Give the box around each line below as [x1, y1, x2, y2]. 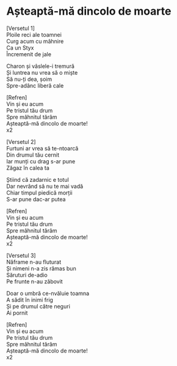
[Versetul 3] [6, 252, 36, 259]
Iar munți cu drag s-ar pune [6, 157, 76, 165]
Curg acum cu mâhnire [6, 37, 64, 45]
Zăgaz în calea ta [6, 164, 50, 171]
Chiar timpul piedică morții [6, 189, 73, 196]
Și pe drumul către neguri [6, 302, 70, 310]
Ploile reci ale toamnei [6, 31, 62, 38]
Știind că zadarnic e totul [6, 176, 69, 183]
